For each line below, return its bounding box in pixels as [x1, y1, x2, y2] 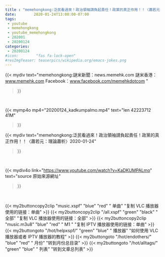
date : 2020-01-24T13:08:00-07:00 [5, 12, 90, 17]
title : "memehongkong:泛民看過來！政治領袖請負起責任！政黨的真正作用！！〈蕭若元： [5, 7, 164, 12]
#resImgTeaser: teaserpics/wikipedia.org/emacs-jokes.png [5, 58, 127, 63]
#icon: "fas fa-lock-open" [5, 53, 76, 58]
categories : [5, 44, 30, 49]
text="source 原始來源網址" [5, 173, 61, 179]
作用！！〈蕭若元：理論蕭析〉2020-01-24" [9, 138, 97, 144]
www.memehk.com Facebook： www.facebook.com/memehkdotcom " [5, 78, 148, 84]
